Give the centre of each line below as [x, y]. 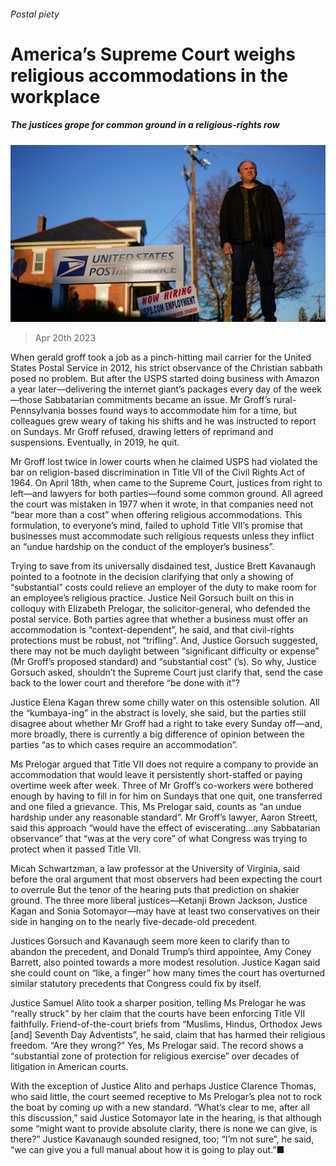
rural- [285, 400]
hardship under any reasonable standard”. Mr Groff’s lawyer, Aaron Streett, [164, 817]
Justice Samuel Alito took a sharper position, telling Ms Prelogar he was [158, 1003]
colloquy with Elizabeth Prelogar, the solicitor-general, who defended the [160, 609]
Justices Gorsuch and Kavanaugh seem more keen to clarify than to [150, 941]
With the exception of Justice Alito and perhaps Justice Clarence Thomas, [163, 1086]
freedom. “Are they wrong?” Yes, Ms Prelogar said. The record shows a [157, 1046]
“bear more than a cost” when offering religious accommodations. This [156, 515]
